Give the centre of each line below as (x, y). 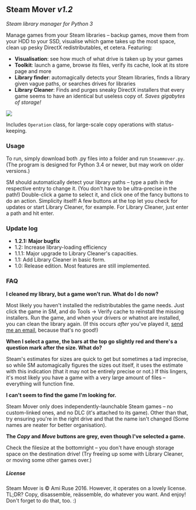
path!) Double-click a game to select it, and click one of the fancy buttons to (97, 195)
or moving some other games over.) (49, 460)
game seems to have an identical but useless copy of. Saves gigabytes (100, 96)
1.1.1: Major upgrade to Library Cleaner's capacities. (76, 254)
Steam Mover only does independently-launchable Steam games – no (90, 406)
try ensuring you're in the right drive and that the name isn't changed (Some (97, 419)
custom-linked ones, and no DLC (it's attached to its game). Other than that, (97, 412)
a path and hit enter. (30, 213)
